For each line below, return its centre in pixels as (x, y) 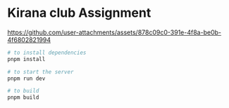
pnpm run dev (26, 79)
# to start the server (41, 72)
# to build (23, 91)
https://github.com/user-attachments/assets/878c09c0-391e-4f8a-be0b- (114, 32)
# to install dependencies (47, 53)
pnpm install (26, 59)
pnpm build (23, 97)
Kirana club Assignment (79, 13)
